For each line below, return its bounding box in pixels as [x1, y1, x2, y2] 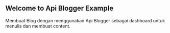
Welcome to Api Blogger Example [5, 4, 114, 13]
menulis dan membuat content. [5, 23, 70, 29]
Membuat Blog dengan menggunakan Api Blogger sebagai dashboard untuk [5, 17, 165, 23]
